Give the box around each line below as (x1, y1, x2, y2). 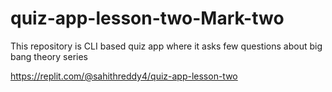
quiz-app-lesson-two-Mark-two (10, 7, 285, 30)
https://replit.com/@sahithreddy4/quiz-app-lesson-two (10, 70, 238, 82)
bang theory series (10, 50, 88, 62)
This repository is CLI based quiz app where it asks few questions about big (10, 40, 323, 52)
